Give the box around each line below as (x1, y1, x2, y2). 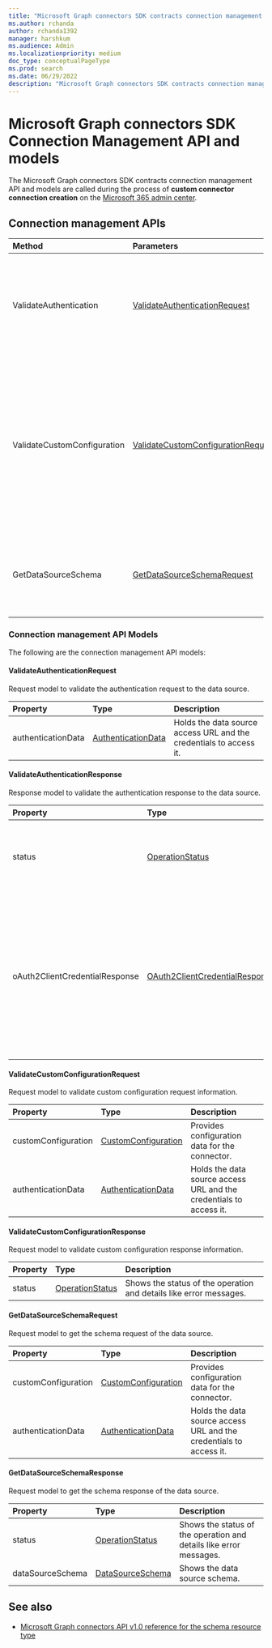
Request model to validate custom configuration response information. (8, 1245, 244, 1254)
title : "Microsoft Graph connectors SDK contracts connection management (8, 11, 263, 20)
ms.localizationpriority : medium (8, 49, 121, 58)
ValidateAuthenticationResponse (8, 770, 123, 779)
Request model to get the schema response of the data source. (8, 1486, 219, 1496)
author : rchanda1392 (8, 27, 79, 35)
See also (8, 1600, 53, 1614)
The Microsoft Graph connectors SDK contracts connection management (8, 176, 253, 186)
